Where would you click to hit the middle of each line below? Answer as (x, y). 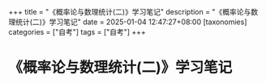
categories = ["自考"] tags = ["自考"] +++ (77, 32)
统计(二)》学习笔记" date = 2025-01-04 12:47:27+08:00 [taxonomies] (131, 22)
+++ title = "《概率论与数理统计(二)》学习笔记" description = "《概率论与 (130, 12)
